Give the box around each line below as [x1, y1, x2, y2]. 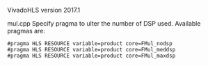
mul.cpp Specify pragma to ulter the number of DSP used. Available [7, 19, 201, 27]
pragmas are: [7, 27, 45, 35]
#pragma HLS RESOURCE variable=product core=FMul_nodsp [7, 40, 173, 47]
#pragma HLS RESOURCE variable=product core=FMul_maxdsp [7, 52, 176, 59]
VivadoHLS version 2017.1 [7, 6, 81, 14]
